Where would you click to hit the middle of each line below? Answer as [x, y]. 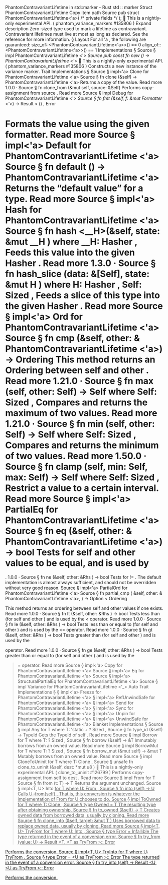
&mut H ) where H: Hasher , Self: [73, 285]
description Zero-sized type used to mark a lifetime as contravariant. [76, 29]
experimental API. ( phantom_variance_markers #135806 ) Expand [83, 23]
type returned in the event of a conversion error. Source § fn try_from [89, 837]
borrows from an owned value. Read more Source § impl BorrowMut [88, 745]
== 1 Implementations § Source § [122, 50]
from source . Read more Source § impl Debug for [82, 93]
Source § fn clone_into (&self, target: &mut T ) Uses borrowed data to [89, 820]
